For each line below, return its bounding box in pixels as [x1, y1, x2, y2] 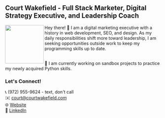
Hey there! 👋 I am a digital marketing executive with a [44, 25, 153, 30]
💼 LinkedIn [5, 108, 27, 114]
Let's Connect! [5, 78, 41, 85]
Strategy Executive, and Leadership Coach [5, 12, 139, 20]
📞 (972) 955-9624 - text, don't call [5, 89, 74, 95]
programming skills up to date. [44, 45, 106, 51]
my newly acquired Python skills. [5, 65, 72, 71]
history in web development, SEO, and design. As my [44, 29, 152, 36]
